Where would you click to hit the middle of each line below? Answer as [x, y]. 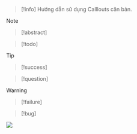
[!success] [34, 67]
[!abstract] [34, 32]
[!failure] [31, 102]
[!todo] [29, 44]
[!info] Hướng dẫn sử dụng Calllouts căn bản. [76, 9]
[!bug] [29, 113]
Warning [17, 90]
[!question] [35, 79]
